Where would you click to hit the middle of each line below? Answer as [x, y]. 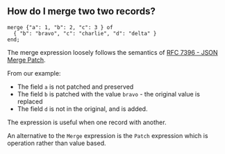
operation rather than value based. [57, 143]
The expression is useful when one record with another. [87, 122]
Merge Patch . [27, 60]
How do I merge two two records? [82, 11]
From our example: [34, 73]
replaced [30, 101]
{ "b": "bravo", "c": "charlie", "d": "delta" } [85, 33]
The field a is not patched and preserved [75, 87]
